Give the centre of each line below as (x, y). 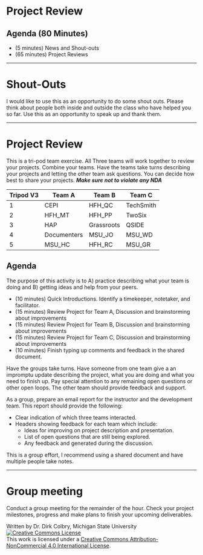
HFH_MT (57, 215)
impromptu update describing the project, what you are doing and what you (100, 375)
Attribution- (144, 539)
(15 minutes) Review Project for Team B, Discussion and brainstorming (102, 324)
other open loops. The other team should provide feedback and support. (96, 388)
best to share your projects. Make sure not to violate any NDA (84, 180)
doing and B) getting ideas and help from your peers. (72, 287)
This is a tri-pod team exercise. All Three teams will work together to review (100, 161)
